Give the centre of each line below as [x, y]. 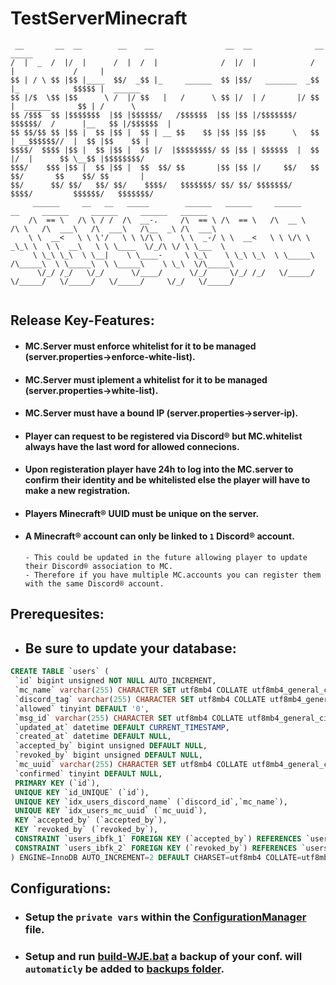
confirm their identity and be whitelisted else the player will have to [167, 480]
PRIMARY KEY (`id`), [57, 783]
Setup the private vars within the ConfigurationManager [165, 917]
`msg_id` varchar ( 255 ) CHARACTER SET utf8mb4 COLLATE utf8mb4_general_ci [171, 718]
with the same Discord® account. [94, 584]
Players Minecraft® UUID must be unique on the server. [142, 513]
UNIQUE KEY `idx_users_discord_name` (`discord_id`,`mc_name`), [151, 802]
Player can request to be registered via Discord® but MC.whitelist [163, 436]
